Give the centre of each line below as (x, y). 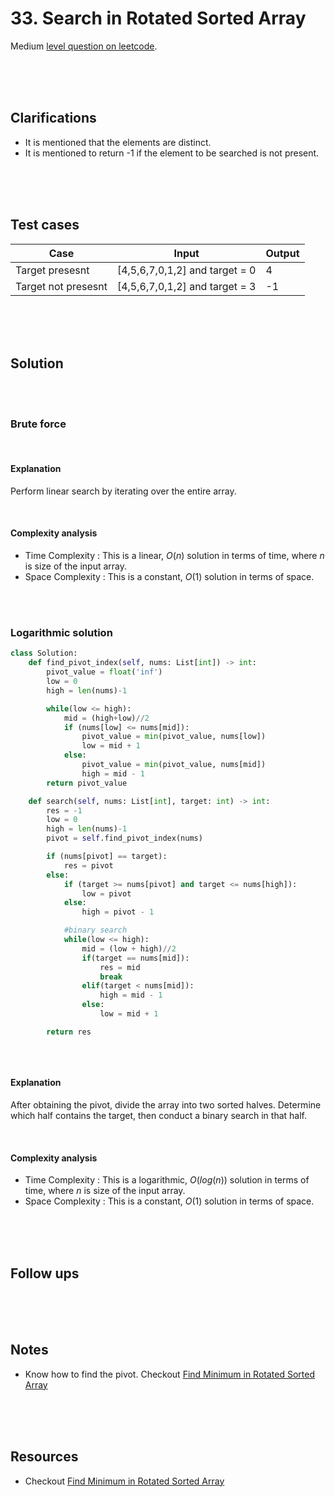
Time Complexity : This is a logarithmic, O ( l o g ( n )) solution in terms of (167, 1180)
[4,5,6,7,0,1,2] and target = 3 (186, 286)
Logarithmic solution (61, 632)
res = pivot (88, 865)
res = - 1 (64, 810)
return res (69, 1032)
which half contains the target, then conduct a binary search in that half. (158, 1115)
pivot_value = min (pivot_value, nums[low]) (174, 737)
